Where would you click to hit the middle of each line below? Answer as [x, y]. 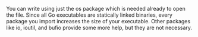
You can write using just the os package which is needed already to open [96, 9]
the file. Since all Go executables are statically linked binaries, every [89, 15]
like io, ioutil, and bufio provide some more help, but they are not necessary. [99, 27]
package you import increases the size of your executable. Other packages [98, 21]
